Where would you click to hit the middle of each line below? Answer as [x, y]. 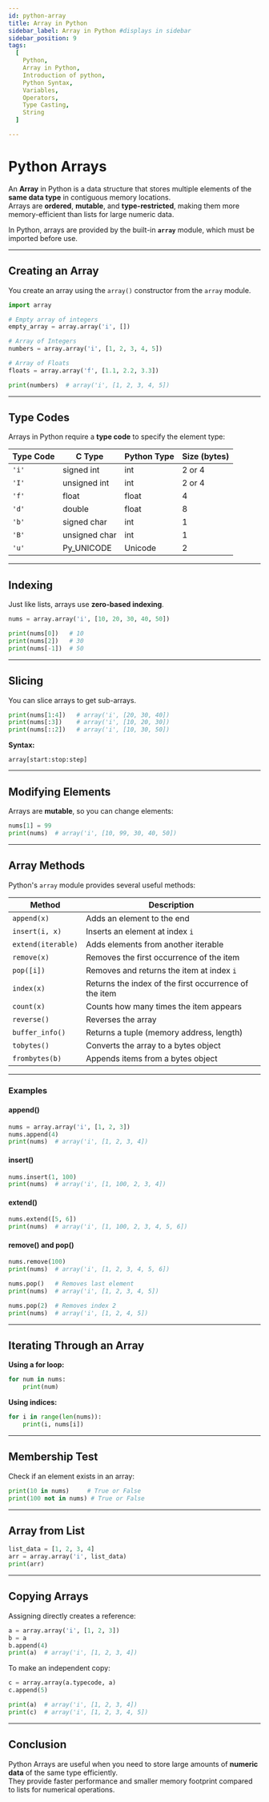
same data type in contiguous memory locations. [90, 197]
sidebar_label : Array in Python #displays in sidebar [100, 30]
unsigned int [86, 483]
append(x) [31, 918]
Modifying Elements [60, 792]
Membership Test [53, 1457]
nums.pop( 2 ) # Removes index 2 [62, 1305]
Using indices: [33, 1402]
